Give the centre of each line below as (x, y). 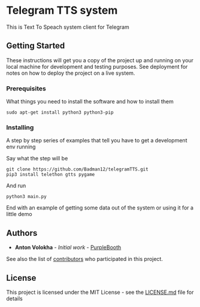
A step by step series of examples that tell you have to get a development (97, 141)
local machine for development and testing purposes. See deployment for (97, 66)
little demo (19, 214)
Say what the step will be (37, 159)
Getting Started (36, 46)
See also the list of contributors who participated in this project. (85, 259)
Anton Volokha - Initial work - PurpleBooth (68, 247)
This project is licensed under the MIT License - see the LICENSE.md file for (100, 292)
